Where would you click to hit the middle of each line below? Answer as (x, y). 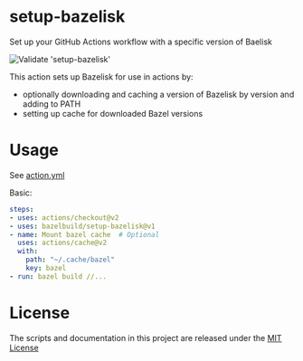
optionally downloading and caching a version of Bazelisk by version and (158, 94)
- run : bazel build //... (58, 276)
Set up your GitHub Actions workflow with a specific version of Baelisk (141, 42)
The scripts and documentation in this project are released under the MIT (146, 337)
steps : (22, 209)
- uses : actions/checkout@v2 (64, 218)
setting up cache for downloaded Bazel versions (113, 113)
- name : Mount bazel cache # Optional (85, 234)
